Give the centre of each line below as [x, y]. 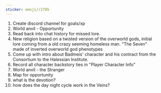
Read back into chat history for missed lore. [56, 33]
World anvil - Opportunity [38, 28]
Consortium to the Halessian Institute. [50, 59]
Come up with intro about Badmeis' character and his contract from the [84, 54]
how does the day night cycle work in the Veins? [61, 85]
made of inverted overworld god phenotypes [58, 49]
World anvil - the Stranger [39, 70]
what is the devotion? [34, 80]
